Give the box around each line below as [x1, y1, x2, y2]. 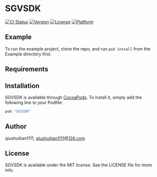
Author [5, 122, 27, 131]
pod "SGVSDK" [5, 109, 31, 114]
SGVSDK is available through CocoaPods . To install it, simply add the [5, 94, 142, 100]
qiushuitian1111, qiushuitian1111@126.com [5, 135, 86, 141]
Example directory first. [5, 51, 52, 57]
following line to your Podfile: [5, 99, 63, 105]
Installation [5, 81, 40, 90]
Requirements [5, 65, 48, 73]
